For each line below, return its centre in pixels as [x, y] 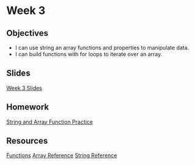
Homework [28, 107]
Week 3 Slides [24, 88]
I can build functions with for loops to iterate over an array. [89, 54]
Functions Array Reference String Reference [62, 155]
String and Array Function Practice [50, 122]
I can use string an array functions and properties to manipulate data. [102, 47]
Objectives [27, 33]
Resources [27, 141]
